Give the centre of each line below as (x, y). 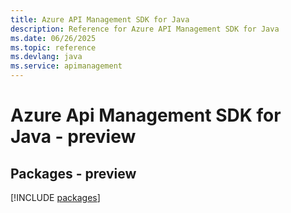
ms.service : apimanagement (66, 66)
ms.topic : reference (53, 47)
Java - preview (73, 137)
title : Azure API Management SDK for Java (100, 19)
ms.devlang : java (46, 57)
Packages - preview (73, 173)
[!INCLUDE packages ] (55, 197)
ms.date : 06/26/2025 (53, 38)
